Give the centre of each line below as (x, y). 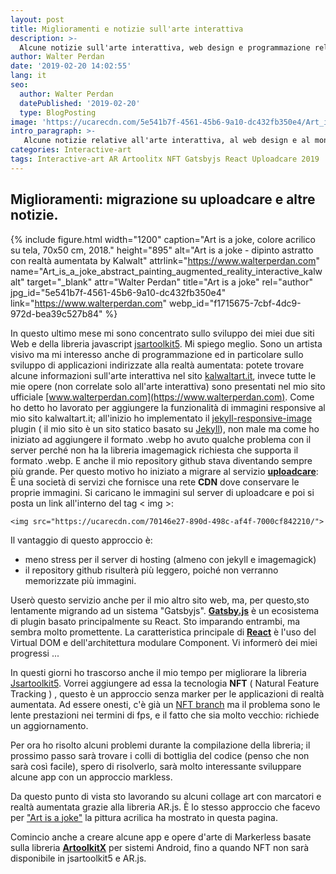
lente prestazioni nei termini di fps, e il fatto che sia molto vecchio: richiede (165, 715)
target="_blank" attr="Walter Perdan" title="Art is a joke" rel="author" (170, 282)
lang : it (28, 76)
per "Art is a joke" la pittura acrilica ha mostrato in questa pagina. (144, 817)
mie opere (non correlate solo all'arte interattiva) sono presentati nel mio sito (168, 386)
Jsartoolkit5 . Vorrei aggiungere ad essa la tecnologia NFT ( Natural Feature (165, 683)
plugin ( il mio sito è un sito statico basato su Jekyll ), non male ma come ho (165, 428)
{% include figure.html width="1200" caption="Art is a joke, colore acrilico (163, 239)
